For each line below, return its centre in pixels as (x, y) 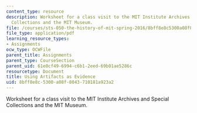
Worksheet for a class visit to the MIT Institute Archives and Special (88, 99)
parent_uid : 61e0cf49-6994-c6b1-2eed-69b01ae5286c (69, 66)
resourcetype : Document (35, 71)
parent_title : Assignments (39, 55)
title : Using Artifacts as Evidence (51, 77)
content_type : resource (35, 11)
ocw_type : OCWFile (28, 50)
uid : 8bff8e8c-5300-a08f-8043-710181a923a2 (60, 83)
